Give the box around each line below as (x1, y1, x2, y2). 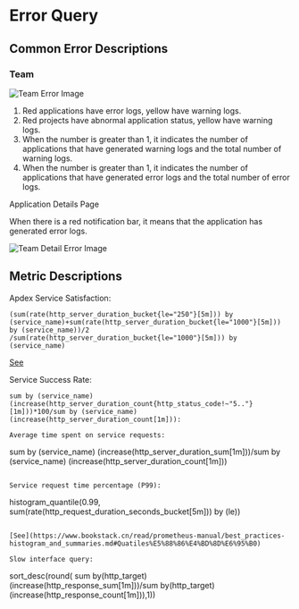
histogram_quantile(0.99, (9, 496, 101, 507)
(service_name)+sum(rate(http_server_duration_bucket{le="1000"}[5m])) (9, 317, 281, 326)
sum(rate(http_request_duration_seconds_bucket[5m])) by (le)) (9, 506, 241, 517)
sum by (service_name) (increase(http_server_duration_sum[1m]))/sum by (9, 446, 281, 457)
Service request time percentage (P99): (9, 480, 162, 490)
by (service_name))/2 (9, 326, 90, 334)
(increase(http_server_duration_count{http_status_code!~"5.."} (9, 399, 253, 408)
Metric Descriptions (9, 269, 122, 284)
